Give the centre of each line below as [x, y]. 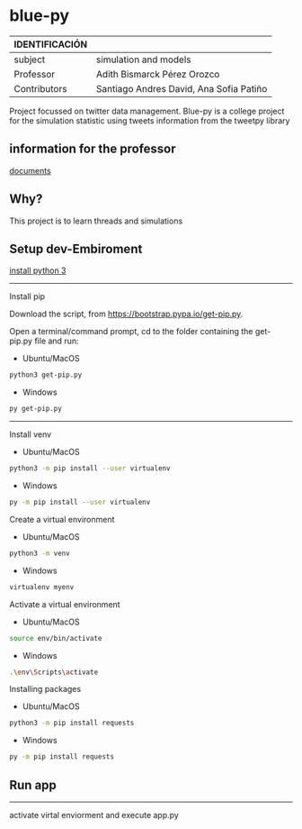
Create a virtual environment [62, 519]
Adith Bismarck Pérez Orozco [158, 74]
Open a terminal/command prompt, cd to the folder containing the [131, 332]
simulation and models [143, 59]
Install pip [27, 296]
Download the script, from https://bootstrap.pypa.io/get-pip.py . [126, 314]
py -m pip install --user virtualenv [80, 502]
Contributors [40, 88]
